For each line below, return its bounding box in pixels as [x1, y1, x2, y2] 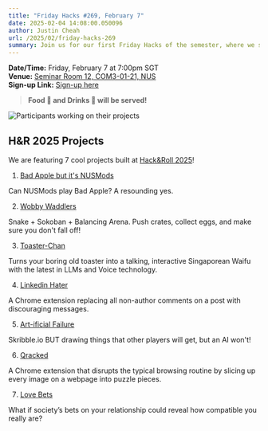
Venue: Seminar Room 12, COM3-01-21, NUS [8, 72, 156, 81]
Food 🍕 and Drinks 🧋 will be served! [27, 96, 148, 105]
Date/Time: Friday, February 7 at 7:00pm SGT [8, 63, 160, 72]
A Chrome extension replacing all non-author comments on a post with [8, 296, 241, 305]
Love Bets [19, 390, 53, 399]
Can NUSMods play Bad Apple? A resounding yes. [8, 186, 174, 195]
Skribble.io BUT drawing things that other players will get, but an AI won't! [8, 335, 251, 344]
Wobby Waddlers [19, 201, 77, 211]
